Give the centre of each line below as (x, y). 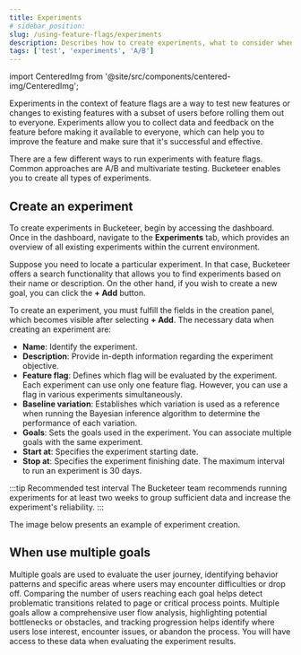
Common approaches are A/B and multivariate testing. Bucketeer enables (145, 169)
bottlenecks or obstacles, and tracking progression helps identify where (142, 622)
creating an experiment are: (60, 329)
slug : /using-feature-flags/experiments (86, 34)
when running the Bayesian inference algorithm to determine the (141, 413)
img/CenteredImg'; (44, 86)
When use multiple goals (80, 553)
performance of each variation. (80, 423)
